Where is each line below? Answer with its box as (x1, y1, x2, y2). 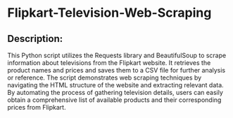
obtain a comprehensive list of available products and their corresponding (7, 96, 222, 104)
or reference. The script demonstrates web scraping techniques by (7, 73, 202, 82)
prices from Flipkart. (7, 103, 66, 111)
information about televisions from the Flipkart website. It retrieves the (7, 59, 211, 67)
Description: (7, 33, 63, 45)
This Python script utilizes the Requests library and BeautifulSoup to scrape (7, 51, 227, 59)
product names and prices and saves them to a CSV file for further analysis (7, 66, 226, 74)
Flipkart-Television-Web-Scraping (7, 5, 212, 21)
